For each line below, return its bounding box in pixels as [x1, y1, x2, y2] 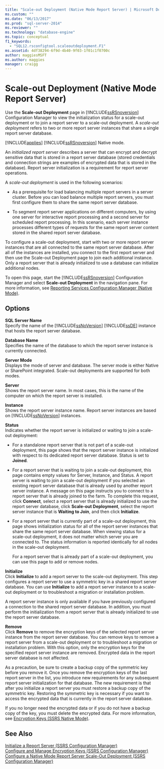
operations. [5, 170, 28, 176]
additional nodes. [5, 265, 40, 271]
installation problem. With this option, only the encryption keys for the [5, 644, 145, 650]
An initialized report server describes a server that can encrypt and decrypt [5, 149, 157, 155]
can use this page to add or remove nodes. [12, 559, 99, 564]
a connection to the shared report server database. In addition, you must [5, 604, 151, 609]
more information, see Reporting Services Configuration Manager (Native [5, 285, 152, 291]
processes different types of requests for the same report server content [12, 225, 159, 231]
